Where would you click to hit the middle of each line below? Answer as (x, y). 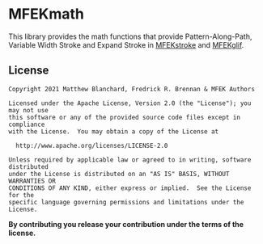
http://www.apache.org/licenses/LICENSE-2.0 (92, 145)
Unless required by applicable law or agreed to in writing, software (130, 160)
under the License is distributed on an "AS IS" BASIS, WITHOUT (119, 174)
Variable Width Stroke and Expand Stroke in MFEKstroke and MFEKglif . (126, 44)
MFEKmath (47, 14)
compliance (27, 124)
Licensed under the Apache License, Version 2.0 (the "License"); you (130, 103)
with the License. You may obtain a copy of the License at (114, 131)
